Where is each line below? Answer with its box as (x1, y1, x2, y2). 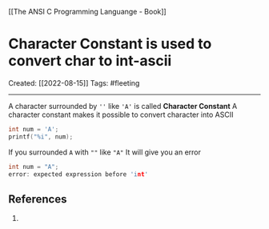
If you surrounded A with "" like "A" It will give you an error (8, 147, 202, 157)
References (8, 192, 67, 206)
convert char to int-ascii (8, 52, 172, 70)
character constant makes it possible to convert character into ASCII (8, 110, 234, 119)
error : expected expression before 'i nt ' (8, 170, 149, 179)
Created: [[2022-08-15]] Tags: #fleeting (8, 78, 140, 87)
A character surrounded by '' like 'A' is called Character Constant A (8, 101, 238, 110)
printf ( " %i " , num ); (8, 132, 74, 141)
